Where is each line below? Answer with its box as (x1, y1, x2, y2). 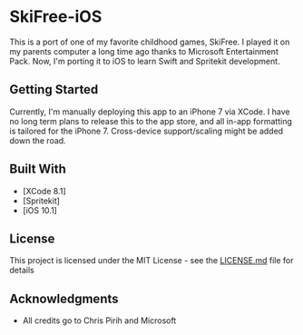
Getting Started (9, 82, 99, 97)
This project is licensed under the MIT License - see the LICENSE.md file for (9, 255, 294, 266)
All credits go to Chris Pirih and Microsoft (22, 315, 177, 326)
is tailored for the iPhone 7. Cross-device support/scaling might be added (9, 125, 284, 136)
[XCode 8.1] (22, 185, 66, 196)
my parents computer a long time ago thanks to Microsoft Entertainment (9, 45, 279, 56)
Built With (9, 162, 66, 177)
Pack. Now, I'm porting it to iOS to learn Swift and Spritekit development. (9, 55, 280, 66)
